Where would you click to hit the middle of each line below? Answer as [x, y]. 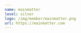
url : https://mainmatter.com [35, 23]
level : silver [19, 14]
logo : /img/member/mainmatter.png [40, 18]
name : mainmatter [23, 9]
